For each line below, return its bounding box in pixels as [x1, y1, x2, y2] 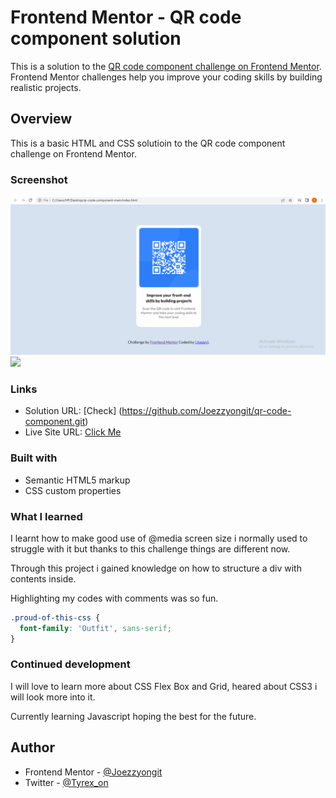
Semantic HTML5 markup [24, 474, 131, 486]
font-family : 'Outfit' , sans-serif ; [19, 623, 172, 633]
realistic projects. [10, 81, 82, 93]
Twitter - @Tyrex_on [24, 776, 109, 788]
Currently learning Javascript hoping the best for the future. [10, 710, 257, 722]
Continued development [10, 657, 131, 671]
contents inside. [10, 572, 77, 585]
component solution [10, 27, 182, 50]
